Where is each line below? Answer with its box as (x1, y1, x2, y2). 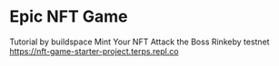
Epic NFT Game (9, 6, 128, 27)
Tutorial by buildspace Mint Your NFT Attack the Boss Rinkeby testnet (9, 36, 270, 47)
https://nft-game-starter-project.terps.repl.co (9, 45, 179, 56)
